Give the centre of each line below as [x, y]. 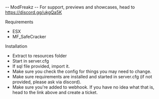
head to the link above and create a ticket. [55, 92]
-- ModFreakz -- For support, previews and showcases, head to [70, 7]
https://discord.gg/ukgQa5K [34, 12]
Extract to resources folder [40, 56]
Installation [16, 46]
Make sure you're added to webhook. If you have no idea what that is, [83, 87]
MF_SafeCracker [29, 37]
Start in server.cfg [31, 61]
